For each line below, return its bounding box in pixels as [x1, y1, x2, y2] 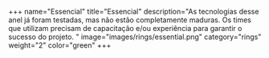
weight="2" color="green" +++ [8, 41, 112, 50]
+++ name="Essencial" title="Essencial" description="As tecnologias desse [8, 7, 259, 16]
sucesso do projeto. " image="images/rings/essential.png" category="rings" [8, 32, 262, 41]
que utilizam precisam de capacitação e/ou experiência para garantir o [8, 24, 243, 33]
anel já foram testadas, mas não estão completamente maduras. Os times [8, 15, 251, 25]
